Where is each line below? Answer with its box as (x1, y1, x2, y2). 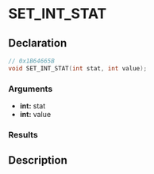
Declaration (8, 36, 67, 50)
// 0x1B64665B (8, 57, 56, 65)
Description (8, 153, 67, 167)
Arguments (8, 83, 53, 94)
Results (8, 129, 38, 140)
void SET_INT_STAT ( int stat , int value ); (8, 64, 148, 72)
